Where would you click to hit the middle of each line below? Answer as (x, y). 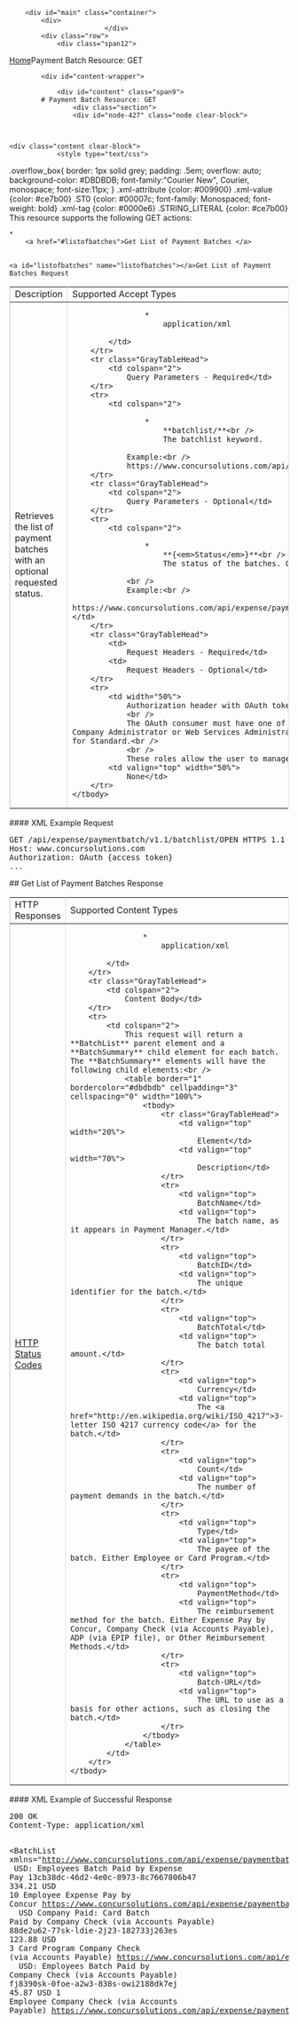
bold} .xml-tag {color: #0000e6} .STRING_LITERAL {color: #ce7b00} (163, 208)
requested (36, 583)
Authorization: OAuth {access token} (91, 858)
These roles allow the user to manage (208, 759)
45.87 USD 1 (35, 1993)
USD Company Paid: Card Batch (84, 1913)
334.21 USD (33, 1886)
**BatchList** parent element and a (147, 1044)
